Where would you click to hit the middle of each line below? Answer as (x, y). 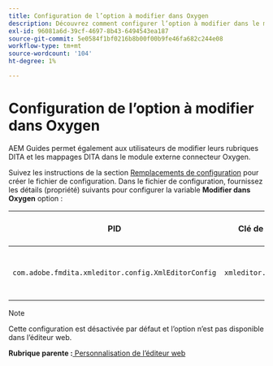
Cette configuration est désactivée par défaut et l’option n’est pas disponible (136, 329)
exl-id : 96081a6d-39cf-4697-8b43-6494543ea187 (89, 31)
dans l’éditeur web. (40, 337)
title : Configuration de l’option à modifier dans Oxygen (108, 16)
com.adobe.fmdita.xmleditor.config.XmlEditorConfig (115, 272)
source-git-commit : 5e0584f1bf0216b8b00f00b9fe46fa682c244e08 (116, 39)
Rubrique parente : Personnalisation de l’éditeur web (97, 353)
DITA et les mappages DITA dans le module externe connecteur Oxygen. (130, 157)
